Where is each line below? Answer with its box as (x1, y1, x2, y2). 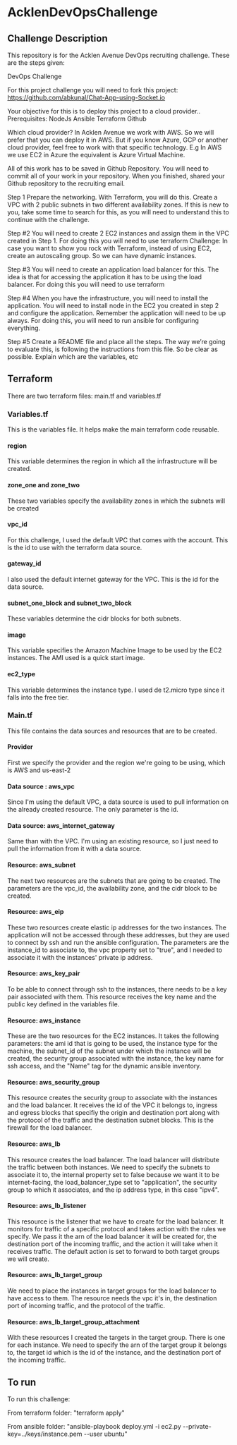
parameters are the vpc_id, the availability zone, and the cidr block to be (7, 884, 217, 892)
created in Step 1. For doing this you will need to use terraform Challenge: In (7, 237, 228, 245)
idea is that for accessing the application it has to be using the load (7, 273, 202, 281)
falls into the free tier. (7, 693, 69, 702)
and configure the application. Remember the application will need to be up (7, 309, 226, 317)
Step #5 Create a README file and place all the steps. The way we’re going (7, 338, 226, 346)
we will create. (7, 1255, 49, 1263)
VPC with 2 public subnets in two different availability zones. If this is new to (7, 200, 229, 209)
